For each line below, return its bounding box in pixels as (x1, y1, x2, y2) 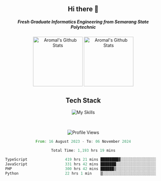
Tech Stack (65, 96, 101, 105)
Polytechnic (70, 24, 96, 30)
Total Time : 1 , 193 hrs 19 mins (51, 148, 115, 153)
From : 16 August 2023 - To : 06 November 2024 (35, 139, 131, 144)
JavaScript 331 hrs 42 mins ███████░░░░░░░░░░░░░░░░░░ (5, 162, 156, 167)
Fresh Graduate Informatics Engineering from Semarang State (17, 18, 149, 25)
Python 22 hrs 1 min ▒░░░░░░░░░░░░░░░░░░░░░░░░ (5, 171, 156, 176)
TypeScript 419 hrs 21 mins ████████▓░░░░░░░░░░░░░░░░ (5, 157, 156, 162)
